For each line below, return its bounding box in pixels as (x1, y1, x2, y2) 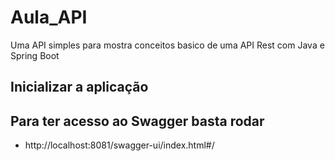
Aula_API (10, 6, 88, 29)
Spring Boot (10, 49, 60, 61)
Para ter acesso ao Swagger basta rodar (10, 112, 265, 130)
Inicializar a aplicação (10, 79, 149, 96)
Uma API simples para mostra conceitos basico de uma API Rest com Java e (10, 39, 325, 51)
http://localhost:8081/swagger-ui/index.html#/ (24, 139, 215, 151)
